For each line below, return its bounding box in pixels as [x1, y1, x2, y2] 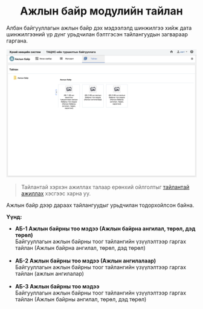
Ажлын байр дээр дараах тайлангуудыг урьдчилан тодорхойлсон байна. [6, 201, 195, 209]
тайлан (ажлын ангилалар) [14, 270, 85, 277]
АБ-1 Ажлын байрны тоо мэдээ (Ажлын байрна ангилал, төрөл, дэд [14, 225, 196, 232]
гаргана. [6, 37, 28, 44]
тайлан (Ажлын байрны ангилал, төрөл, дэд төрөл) [14, 295, 147, 303]
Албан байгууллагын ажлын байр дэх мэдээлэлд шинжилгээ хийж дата [6, 24, 192, 31]
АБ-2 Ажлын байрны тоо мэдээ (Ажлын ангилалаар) [14, 257, 156, 264]
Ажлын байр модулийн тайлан [20, 4, 183, 18]
